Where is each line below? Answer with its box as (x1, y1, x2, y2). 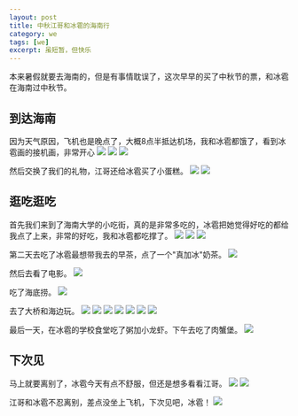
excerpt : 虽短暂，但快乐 (9, 46, 91, 55)
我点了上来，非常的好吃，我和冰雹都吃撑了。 (9, 230, 173, 241)
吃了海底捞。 (9, 287, 56, 297)
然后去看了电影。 (9, 267, 72, 279)
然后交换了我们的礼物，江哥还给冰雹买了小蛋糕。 (9, 166, 188, 176)
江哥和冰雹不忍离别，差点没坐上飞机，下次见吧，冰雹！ (9, 397, 211, 407)
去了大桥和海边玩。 (9, 305, 80, 316)
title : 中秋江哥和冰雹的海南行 (9, 21, 110, 30)
